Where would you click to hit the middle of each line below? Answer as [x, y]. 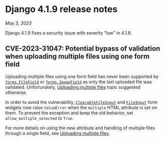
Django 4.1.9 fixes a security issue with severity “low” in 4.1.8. [68, 33]
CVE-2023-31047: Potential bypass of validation [83, 49]
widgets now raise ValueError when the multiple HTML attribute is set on [81, 107]
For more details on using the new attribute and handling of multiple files [80, 128]
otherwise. [16, 92]
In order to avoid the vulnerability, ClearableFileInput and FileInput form [81, 102]
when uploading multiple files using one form [77, 56]
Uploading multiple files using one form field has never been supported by [82, 76]
